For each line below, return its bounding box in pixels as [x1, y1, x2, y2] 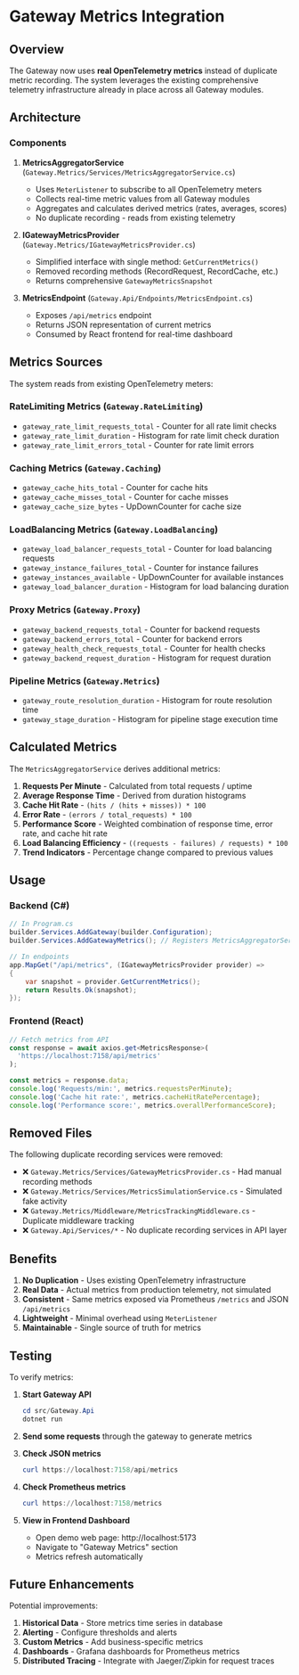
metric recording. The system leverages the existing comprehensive [9, 75, 259, 86]
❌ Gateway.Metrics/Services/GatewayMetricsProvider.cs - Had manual [21, 1166, 282, 1178]
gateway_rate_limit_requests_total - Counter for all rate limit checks [21, 421, 278, 431]
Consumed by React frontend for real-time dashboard [35, 328, 233, 340]
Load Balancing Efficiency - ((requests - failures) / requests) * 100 [21, 837, 288, 848]
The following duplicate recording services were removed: [9, 1149, 223, 1160]
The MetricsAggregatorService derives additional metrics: [9, 763, 221, 774]
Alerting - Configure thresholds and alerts [21, 1627, 178, 1638]
